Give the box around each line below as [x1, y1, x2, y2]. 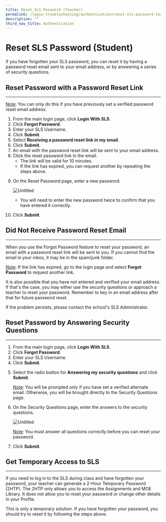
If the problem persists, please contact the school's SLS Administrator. [5, 304, 149, 310]
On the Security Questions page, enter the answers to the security [12, 404, 148, 410]
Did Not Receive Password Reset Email [5, 226, 127, 235]
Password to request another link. [5, 269, 75, 275]
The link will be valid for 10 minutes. [20, 158, 93, 163]
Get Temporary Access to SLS [5, 458, 100, 466]
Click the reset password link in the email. [12, 153, 98, 159]
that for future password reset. [5, 294, 68, 300]
